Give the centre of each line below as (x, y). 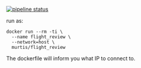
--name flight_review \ (41, 37)
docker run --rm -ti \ (34, 32)
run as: (15, 21)
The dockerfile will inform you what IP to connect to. (71, 58)
